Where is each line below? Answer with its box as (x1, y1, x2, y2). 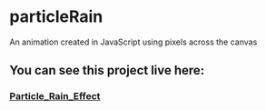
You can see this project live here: (9, 63, 205, 78)
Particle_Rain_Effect (9, 90, 101, 103)
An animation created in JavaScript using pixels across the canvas (9, 36, 258, 47)
